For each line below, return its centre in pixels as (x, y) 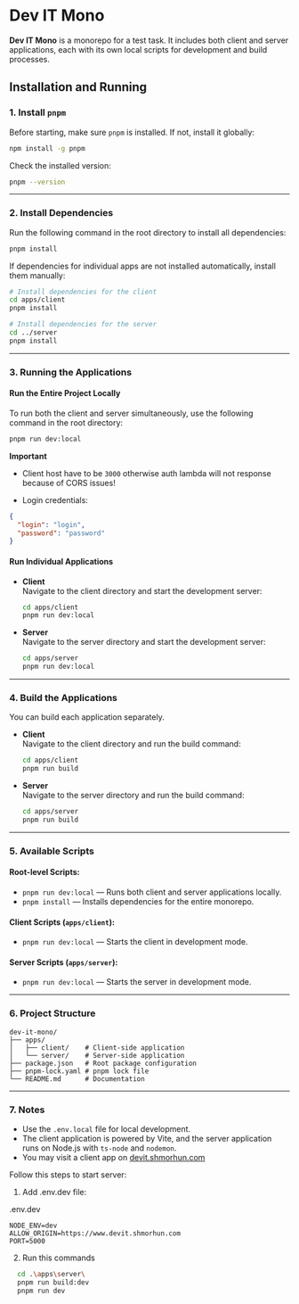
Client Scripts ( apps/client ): (62, 922)
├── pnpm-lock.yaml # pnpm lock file (79, 1071)
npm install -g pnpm (48, 148)
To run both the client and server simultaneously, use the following (131, 413)
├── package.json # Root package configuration (103, 1063)
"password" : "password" (61, 533)
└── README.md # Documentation (77, 1079)
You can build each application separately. (87, 717)
